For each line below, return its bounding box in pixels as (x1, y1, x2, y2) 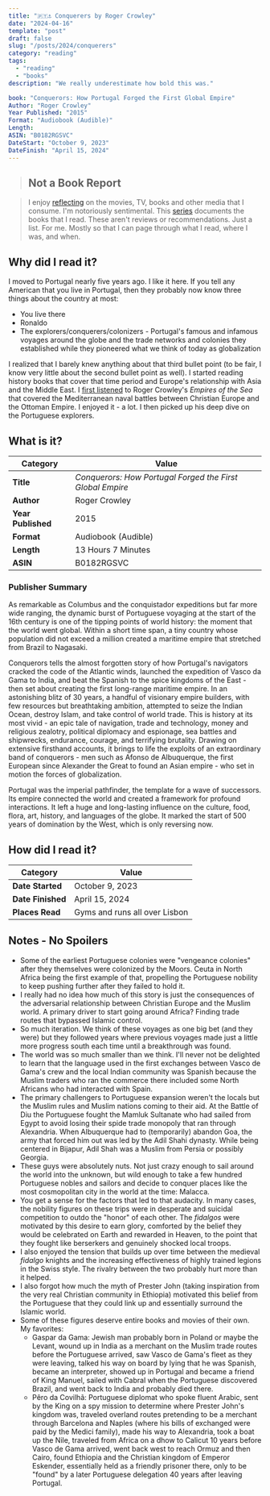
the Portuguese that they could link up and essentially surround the (19, 1298, 243, 1307)
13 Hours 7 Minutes (75, 544, 151, 555)
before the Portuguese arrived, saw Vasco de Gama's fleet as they (31, 1349, 253, 1359)
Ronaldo (19, 318, 48, 327)
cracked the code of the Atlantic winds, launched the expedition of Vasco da (8, 667, 262, 677)
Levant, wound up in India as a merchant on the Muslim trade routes (31, 1340, 258, 1351)
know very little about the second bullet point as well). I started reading (8, 368, 243, 377)
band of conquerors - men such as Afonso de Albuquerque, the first (8, 752, 234, 762)
